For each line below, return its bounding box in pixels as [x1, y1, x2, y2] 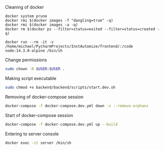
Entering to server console [5, 131, 59, 137]
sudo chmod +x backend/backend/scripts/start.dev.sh [5, 85, 116, 90]
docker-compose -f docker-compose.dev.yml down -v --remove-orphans [5, 103, 149, 108]
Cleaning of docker [5, 4, 44, 10]
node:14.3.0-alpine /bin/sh [5, 48, 63, 53]
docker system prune [5, 14, 48, 19]
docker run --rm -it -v [5, 39, 54, 44]
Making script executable [5, 75, 57, 81]
